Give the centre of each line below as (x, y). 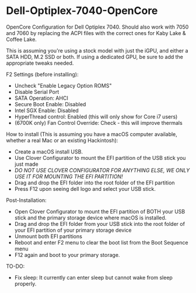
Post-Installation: (26, 200)
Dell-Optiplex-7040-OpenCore (82, 11)
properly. (25, 284)
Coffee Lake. (21, 39)
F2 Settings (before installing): (42, 74)
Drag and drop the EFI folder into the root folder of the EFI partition (94, 183)
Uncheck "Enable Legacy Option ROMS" (63, 85)
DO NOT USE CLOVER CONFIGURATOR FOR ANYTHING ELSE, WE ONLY (102, 170)
